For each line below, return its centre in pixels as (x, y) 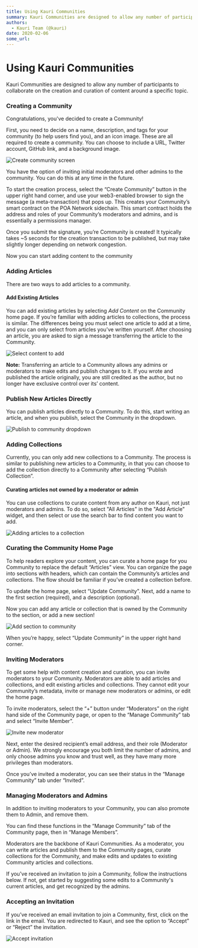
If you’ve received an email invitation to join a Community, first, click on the (97, 914)
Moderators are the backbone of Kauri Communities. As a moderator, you (95, 844)
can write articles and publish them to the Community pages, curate (89, 850)
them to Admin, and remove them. (47, 815)
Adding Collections (34, 444)
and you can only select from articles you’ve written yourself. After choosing (99, 329)
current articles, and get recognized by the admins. (68, 886)
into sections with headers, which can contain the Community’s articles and (98, 573)
